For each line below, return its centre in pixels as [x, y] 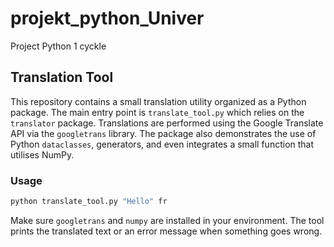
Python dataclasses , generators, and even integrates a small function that [162, 144]
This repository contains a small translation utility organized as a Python [158, 101]
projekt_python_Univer [107, 18]
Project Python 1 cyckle [58, 46]
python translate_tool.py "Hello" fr [89, 202]
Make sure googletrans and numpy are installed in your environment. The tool [167, 220]
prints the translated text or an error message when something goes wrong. [166, 231]
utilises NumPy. [42, 154]
